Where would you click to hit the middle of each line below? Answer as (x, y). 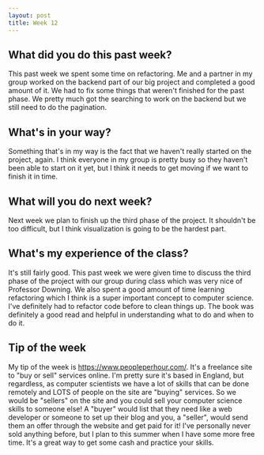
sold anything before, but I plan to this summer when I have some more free (132, 434)
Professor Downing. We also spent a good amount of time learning (117, 289)
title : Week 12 (33, 23)
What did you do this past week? (90, 55)
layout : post (30, 15)
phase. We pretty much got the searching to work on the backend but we (127, 99)
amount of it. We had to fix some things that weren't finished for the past (126, 91)
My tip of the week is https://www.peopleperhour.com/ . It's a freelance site (130, 367)
